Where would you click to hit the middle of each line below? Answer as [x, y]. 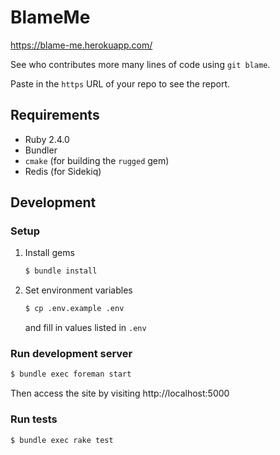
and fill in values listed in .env [85, 328]
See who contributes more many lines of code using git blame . [140, 64]
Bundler [41, 150]
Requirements [55, 115]
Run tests [34, 419]
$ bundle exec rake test [62, 440]
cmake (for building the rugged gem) [97, 160]
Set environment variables [78, 290]
